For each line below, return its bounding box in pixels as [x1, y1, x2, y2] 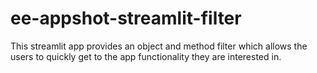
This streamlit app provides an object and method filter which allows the [10, 40, 308, 52]
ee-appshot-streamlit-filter [10, 7, 242, 30]
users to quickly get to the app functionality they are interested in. [10, 50, 282, 62]
